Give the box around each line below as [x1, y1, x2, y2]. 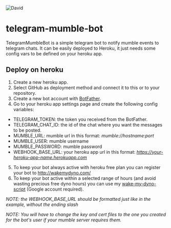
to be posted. [13, 127, 41, 133]
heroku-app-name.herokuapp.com [13, 154, 88, 160]
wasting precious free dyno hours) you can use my [13, 180, 121, 186]
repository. [13, 90, 36, 96]
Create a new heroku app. [13, 79, 68, 85]
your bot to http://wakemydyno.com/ [13, 170, 91, 176]
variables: [13, 106, 34, 112]
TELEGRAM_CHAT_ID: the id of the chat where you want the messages [13, 121, 163, 128]
